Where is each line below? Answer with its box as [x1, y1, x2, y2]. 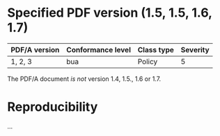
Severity [180, 45, 210, 54]
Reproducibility [7, 99, 98, 115]
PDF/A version [10, 45, 60, 54]
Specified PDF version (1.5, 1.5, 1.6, [7, 5, 212, 21]
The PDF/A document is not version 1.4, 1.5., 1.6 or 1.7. [7, 75, 162, 83]
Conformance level [65, 45, 131, 54]
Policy [137, 56, 158, 66]
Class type [137, 45, 174, 54]
